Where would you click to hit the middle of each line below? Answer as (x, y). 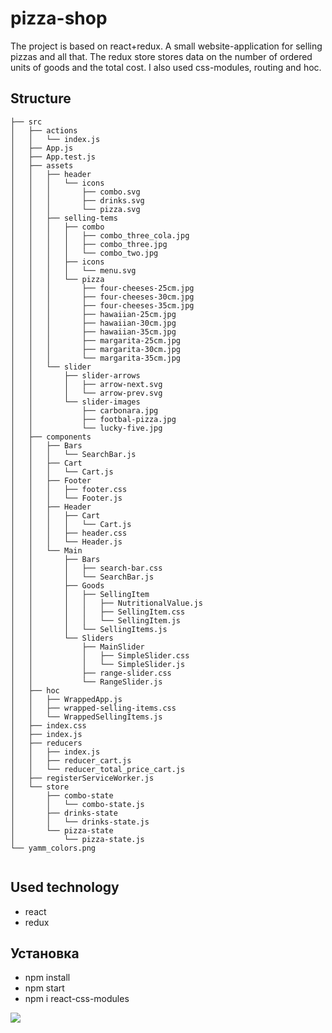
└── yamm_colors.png (53, 848)
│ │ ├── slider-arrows (75, 375)
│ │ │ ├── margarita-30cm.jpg (96, 349)
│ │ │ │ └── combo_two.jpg (84, 253)
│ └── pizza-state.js (77, 839)
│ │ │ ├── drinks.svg (77, 200)
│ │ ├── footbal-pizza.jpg (93, 419)
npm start (44, 988)
